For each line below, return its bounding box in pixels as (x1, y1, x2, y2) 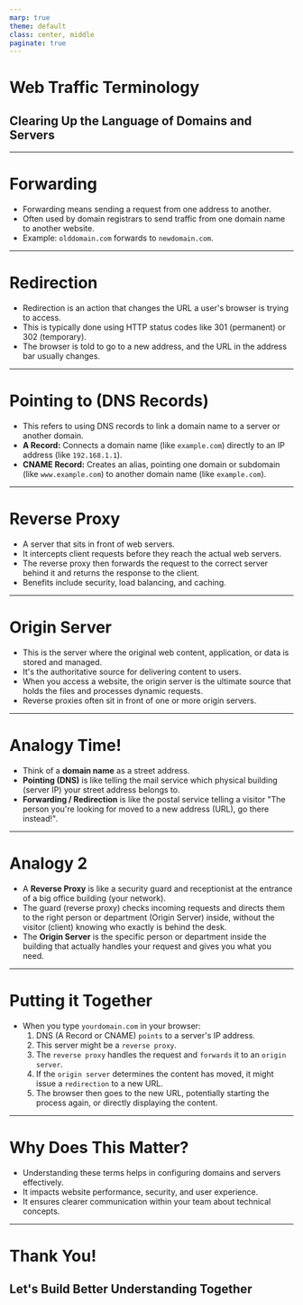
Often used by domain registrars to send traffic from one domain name (22, 213, 286, 224)
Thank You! (9, 1245, 97, 1266)
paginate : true (9, 38, 67, 48)
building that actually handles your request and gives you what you (22, 941, 272, 952)
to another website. (22, 223, 95, 234)
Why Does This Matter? (9, 1137, 189, 1158)
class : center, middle (9, 30, 95, 39)
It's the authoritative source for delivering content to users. (22, 666, 242, 677)
